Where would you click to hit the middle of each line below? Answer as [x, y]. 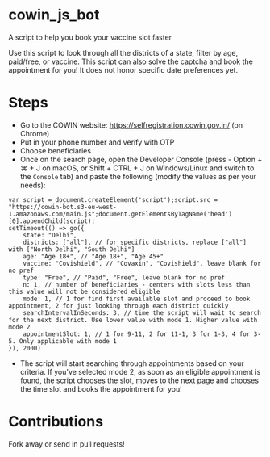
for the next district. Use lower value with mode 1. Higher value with [133, 320]
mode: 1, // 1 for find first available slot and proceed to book [137, 299]
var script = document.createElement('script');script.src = [113, 199]
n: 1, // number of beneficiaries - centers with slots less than [137, 284]
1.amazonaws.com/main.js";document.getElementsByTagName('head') [120, 214]
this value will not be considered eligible [84, 291]
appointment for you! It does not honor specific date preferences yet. [123, 69]
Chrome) [35, 133]
